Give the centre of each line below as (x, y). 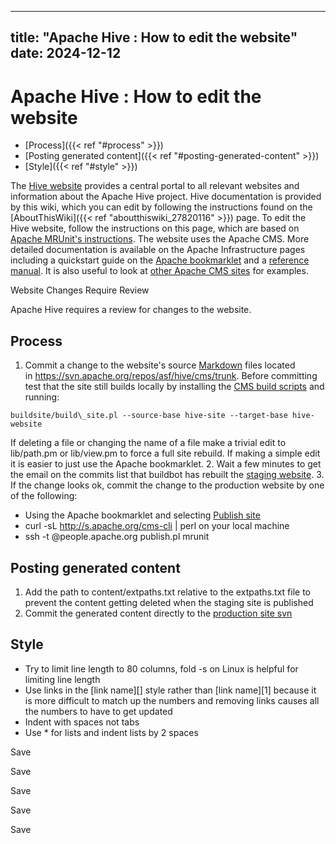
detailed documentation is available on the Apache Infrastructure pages (158, 250)
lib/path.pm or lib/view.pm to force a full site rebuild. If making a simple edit (165, 453)
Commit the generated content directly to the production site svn (158, 613)
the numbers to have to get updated (98, 711)
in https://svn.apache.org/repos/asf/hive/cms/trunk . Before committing (171, 376)
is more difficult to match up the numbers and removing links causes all (172, 700)
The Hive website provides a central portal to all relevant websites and (155, 186)
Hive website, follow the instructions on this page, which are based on (155, 228)
